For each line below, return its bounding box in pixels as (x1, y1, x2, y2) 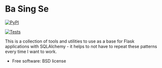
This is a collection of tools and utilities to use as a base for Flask (5, 38, 134, 44)
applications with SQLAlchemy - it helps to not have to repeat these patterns (5, 43, 157, 49)
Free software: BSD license (12, 58, 66, 64)
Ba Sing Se (5, 3, 49, 15)
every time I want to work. (5, 49, 57, 54)
